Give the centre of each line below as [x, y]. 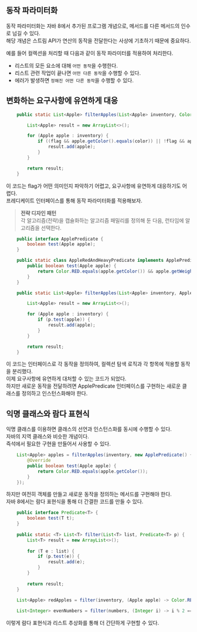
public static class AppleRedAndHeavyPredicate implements [90, 261]
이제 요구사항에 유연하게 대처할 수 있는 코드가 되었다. [66, 379]
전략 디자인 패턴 [38, 213]
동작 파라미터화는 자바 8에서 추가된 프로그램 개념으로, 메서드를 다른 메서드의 [93, 26]
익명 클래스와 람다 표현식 [48, 414]
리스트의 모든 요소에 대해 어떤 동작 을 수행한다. [66, 65]
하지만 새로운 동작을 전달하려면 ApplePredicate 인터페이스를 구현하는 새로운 [94, 386]
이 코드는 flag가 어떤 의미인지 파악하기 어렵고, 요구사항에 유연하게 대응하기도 [94, 186]
